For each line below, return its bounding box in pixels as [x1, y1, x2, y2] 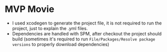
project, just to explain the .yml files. [12, 25, 88, 31]
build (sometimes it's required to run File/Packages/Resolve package [12, 36, 155, 42]
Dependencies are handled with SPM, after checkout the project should [12, 30, 162, 36]
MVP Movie [5, 3, 54, 15]
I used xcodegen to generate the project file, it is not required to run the [12, 20, 162, 26]
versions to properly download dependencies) [12, 41, 110, 47]
